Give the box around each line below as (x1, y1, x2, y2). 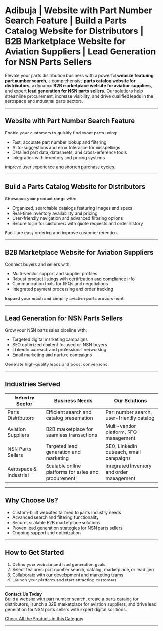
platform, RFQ (105, 429, 137, 435)
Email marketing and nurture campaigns (12, 352, 92, 358)
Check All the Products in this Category (5, 615, 84, 621)
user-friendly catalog (105, 415, 155, 421)
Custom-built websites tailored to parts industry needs (12, 509, 121, 515)
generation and (46, 449, 81, 455)
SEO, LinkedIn (105, 443, 137, 449)
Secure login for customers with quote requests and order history (12, 220, 143, 226)
